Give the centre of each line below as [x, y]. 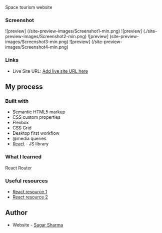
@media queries [29, 139]
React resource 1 [30, 191]
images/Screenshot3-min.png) [37, 42]
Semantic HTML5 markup [39, 112]
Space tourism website [29, 7]
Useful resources [27, 181]
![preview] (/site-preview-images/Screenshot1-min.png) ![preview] [74, 31]
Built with [17, 101]
